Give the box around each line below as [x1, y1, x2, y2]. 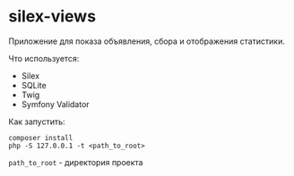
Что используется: [8, 53, 80, 63]
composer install [8, 133, 73, 142]
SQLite [21, 80, 47, 90]
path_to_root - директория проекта [8, 156, 143, 167]
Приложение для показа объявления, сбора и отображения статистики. [8, 36, 286, 46]
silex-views [8, 6, 96, 27]
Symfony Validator [21, 98, 91, 109]
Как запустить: [8, 116, 65, 127]
